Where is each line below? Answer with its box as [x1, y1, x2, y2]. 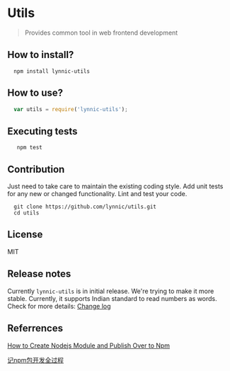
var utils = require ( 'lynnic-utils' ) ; [13, 105, 129, 113]
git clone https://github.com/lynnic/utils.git [13, 203, 157, 210]
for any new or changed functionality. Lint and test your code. [7, 190, 188, 198]
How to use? [7, 87, 64, 99]
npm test [16, 144, 42, 152]
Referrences [7, 322, 64, 334]
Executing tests [7, 125, 78, 137]
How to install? [7, 49, 74, 61]
